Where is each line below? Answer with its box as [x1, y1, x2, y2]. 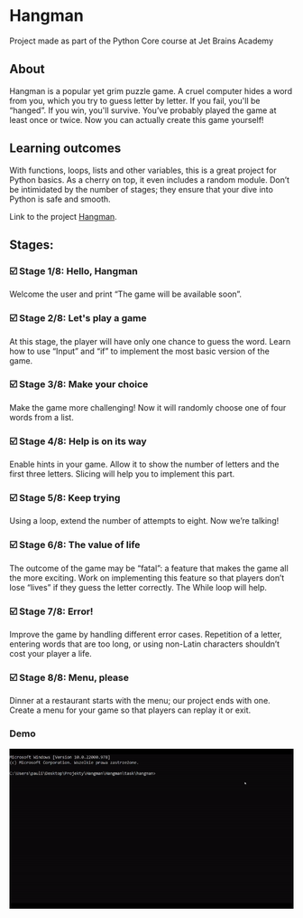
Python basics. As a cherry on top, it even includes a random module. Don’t [9, 174, 290, 185]
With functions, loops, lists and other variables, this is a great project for [9, 165, 277, 175]
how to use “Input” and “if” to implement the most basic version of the [9, 345, 271, 356]
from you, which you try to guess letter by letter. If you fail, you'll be [9, 95, 261, 106]
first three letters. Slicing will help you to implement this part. [9, 468, 235, 479]
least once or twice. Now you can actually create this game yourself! [9, 114, 264, 125]
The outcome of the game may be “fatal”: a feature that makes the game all [9, 563, 289, 573]
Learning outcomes [9, 141, 122, 156]
